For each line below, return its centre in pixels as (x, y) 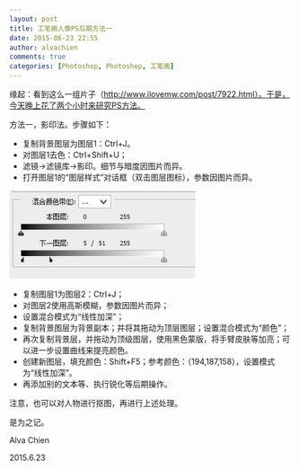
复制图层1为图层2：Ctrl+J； (73, 294)
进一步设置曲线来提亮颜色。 (81, 350)
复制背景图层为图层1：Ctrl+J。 (79, 143)
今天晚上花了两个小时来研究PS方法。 (77, 105)
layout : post (34, 19)
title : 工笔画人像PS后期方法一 (61, 28)
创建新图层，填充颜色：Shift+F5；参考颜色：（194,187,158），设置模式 (149, 361)
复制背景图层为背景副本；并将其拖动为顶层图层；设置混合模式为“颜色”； (156, 328)
